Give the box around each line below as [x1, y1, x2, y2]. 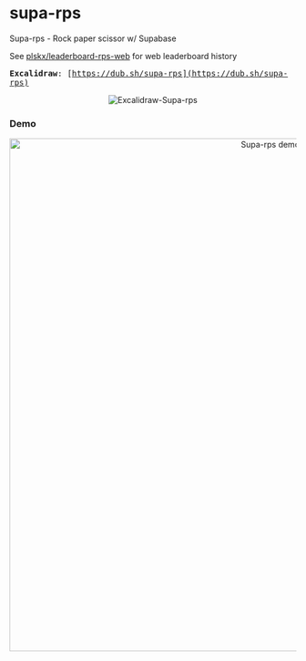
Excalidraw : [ [9, 67, 73, 78]
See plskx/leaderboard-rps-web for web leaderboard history [9, 50, 238, 61]
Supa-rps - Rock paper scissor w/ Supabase [9, 33, 177, 44]
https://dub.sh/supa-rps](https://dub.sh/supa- [71, 67, 289, 78]
